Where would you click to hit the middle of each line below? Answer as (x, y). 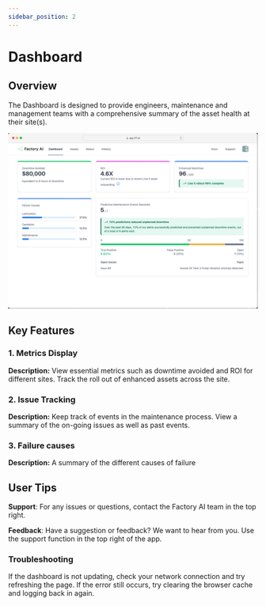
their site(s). (28, 122)
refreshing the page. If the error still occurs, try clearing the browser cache (131, 585)
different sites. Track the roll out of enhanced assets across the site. (119, 379)
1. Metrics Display (43, 354)
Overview (33, 86)
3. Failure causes (42, 445)
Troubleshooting (41, 559)
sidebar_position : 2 (42, 17)
